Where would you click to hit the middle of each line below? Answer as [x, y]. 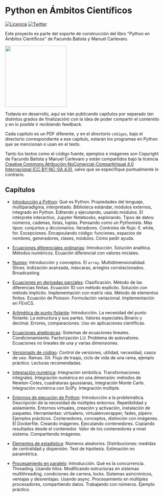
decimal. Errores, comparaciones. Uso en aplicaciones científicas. [79, 323]
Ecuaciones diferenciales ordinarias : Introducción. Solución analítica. [82, 248]
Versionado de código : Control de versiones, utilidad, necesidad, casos [84, 352]
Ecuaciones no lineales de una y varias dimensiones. [65, 343]
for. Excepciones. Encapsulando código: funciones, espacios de [77, 233]
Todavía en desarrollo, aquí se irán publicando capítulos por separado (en [80, 114]
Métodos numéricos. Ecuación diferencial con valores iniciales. [76, 253]
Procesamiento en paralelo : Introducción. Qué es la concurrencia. [78, 463]
